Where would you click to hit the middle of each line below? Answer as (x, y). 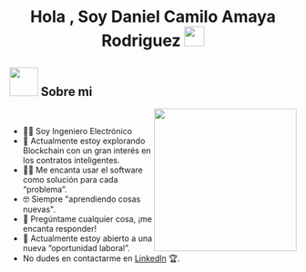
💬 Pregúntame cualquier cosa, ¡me (87, 219)
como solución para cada (70, 179)
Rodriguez (141, 41)
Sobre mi (66, 92)
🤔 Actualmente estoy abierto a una (87, 238)
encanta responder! (60, 229)
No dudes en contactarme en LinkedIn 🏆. (101, 258)
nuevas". (39, 209)
